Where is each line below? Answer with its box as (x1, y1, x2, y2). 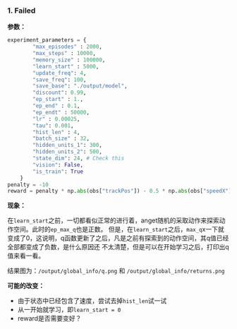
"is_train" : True (32, 168, 83, 175)
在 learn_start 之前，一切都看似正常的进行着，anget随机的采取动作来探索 (7, 216, 220, 225)
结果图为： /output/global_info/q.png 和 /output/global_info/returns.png (7, 267, 225, 275)
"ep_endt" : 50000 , (32, 109, 90, 116)
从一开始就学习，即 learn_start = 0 (17, 306, 121, 314)
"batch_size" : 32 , (32, 135, 90, 143)
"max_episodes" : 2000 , (32, 43, 102, 51)
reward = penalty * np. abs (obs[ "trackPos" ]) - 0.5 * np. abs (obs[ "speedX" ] (7, 188, 232, 195)
